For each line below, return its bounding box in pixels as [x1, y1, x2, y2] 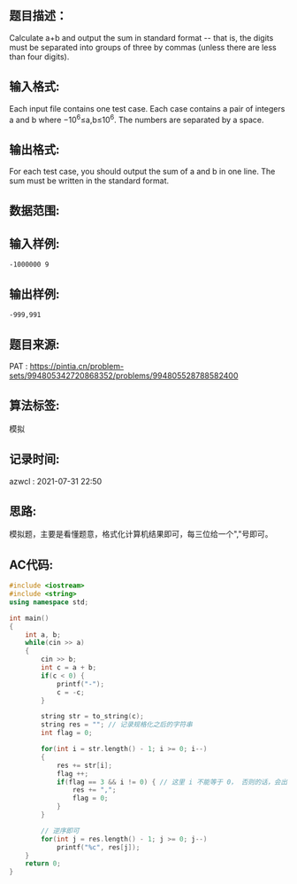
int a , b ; [25, 630, 62, 640]
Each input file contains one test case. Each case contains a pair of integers [9, 103, 286, 113]
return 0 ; [25, 859, 62, 868]
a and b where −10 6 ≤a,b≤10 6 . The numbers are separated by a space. [9, 112, 264, 125]
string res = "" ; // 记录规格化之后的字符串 [41, 720, 193, 729]
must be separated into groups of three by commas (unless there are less [9, 42, 277, 52]
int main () [9, 614, 49, 623]
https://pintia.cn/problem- [29, 361, 125, 371]
